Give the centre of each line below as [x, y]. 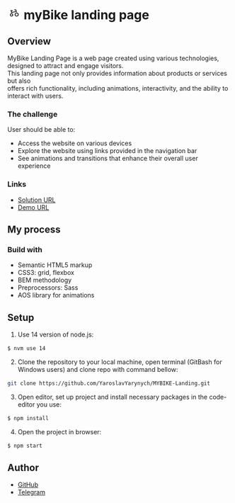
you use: [49, 404]
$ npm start [25, 446]
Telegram [31, 492]
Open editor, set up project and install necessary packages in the [112, 397]
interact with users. [35, 96]
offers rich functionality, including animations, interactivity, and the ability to [118, 88]
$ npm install [28, 418]
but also [19, 81]
